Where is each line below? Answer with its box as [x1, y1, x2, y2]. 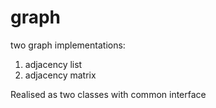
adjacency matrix [24, 69, 97, 81]
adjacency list [24, 58, 83, 70]
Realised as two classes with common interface [10, 88, 207, 100]
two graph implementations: [10, 39, 126, 51]
